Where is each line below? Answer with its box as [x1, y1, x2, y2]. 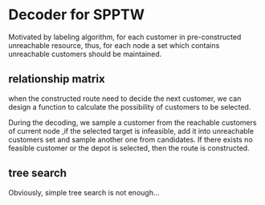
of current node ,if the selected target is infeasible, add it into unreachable [8, 126, 255, 135]
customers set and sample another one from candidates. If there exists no [8, 135, 253, 144]
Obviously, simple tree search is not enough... [8, 187, 160, 197]
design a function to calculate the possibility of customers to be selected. [8, 102, 251, 111]
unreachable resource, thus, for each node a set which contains [8, 40, 220, 50]
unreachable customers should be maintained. [8, 49, 162, 58]
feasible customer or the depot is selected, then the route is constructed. [8, 143, 251, 153]
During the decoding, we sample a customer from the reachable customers [8, 118, 257, 127]
